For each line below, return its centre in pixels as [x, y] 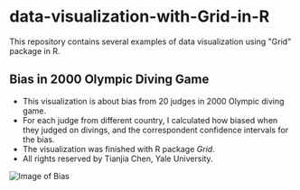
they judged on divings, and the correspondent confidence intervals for [155, 130]
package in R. [35, 50]
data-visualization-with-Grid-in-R [140, 17]
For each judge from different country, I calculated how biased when [150, 120]
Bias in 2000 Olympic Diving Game [109, 80]
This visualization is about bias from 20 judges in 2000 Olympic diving [153, 101]
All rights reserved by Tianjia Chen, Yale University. [118, 158]
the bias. [39, 139]
